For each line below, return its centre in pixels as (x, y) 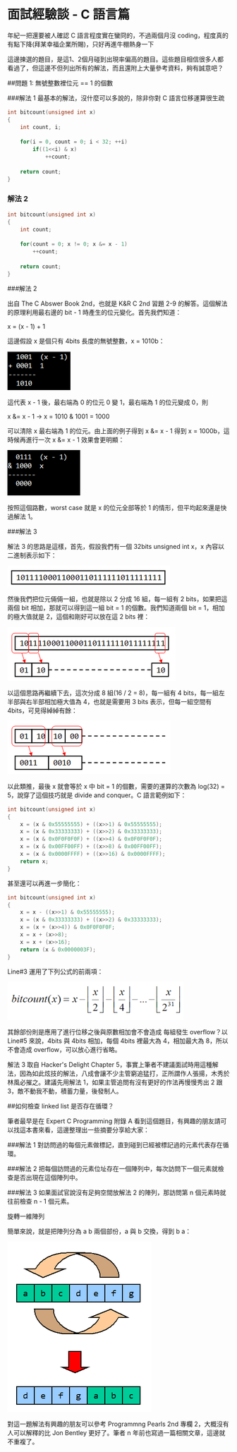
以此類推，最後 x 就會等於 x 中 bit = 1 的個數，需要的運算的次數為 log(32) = (116, 786)
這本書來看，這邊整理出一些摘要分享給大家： (84, 1130)
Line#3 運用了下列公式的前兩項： (55, 972)
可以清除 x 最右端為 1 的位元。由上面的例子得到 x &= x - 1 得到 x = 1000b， (115, 430)
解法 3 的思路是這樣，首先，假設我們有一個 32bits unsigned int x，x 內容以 (116, 546)
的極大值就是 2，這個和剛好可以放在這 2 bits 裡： (79, 616)
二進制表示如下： (32, 555)
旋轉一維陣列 (26, 1216)
